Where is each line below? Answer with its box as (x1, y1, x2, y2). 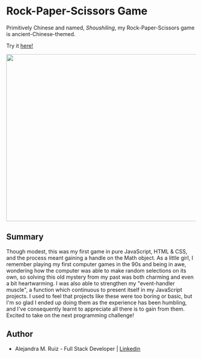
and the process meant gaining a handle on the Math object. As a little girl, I (6, 254, 194, 261)
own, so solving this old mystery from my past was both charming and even (6, 273, 194, 281)
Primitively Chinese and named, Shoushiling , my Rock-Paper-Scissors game (6, 24, 195, 31)
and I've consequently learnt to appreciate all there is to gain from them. (6, 305, 185, 312)
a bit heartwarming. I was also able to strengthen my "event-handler (6, 279, 176, 287)
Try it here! (6, 42, 34, 49)
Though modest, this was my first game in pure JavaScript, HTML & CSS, (6, 247, 188, 255)
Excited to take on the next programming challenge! (6, 311, 134, 319)
